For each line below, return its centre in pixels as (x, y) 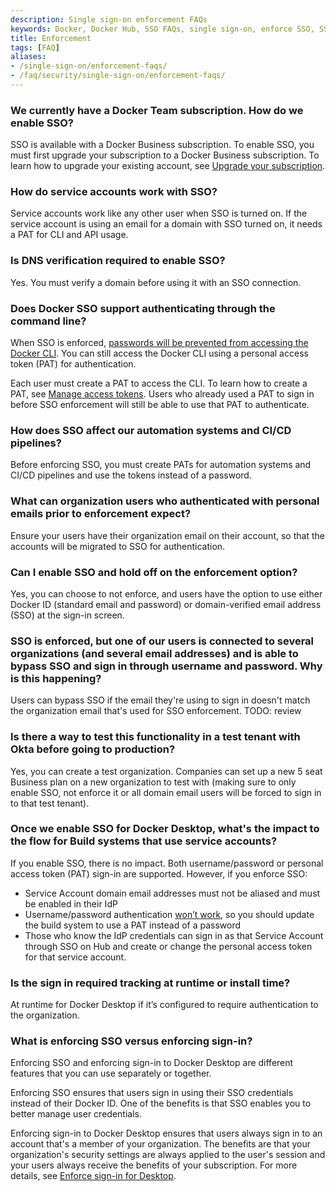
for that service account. (75, 957)
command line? (48, 321)
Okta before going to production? (93, 749)
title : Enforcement (51, 38)
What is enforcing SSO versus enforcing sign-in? (131, 1041)
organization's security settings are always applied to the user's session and (168, 1155)
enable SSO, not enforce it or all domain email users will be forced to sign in (166, 792)
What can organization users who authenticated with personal (165, 501)
